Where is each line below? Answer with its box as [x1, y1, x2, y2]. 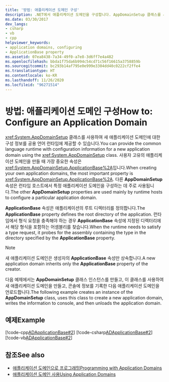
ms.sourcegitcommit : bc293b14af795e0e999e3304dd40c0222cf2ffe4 [5, 63, 141, 69]
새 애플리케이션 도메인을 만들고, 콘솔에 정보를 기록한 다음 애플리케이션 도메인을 [5, 283, 160, 289]
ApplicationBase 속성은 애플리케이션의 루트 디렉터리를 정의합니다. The [5, 205, 145, 211]
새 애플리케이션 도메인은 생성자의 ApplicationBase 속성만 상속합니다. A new [5, 255, 156, 261]
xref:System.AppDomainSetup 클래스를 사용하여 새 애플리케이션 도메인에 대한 [5, 134, 160, 140]
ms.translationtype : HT [5, 69, 55, 74]
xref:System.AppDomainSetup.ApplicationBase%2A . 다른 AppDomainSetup [5, 176, 162, 182]
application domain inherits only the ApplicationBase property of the [5, 261, 148, 267]
